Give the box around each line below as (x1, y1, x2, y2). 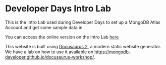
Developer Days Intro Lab (5, 3, 111, 14)
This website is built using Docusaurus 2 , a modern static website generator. (5, 43, 162, 49)
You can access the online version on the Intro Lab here (5, 34, 119, 40)
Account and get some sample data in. (5, 24, 84, 30)
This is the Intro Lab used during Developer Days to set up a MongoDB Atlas (5, 19, 161, 25)
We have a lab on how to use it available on (5, 49, 93, 55)
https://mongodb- (94, 49, 131, 55)
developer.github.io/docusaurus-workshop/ (5, 54, 94, 60)
